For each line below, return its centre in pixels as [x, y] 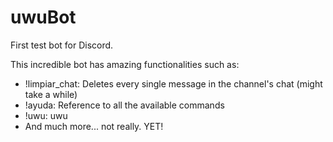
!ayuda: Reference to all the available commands [124, 105]
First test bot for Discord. [62, 45]
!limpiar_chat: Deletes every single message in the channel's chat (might [173, 83]
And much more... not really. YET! [94, 126]
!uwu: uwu [46, 115]
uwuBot [43, 17]
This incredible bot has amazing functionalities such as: [125, 64]
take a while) [51, 94]
